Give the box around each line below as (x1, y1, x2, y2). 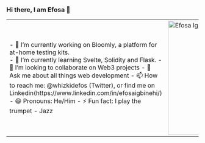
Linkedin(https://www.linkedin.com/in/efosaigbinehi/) (9, 89, 163, 97)
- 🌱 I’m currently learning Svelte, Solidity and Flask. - (9, 56, 162, 65)
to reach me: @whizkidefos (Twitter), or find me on (9, 82, 156, 90)
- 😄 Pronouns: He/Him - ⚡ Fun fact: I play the (9, 97, 142, 105)
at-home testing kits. (9, 48, 70, 57)
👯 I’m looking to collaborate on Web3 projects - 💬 (9, 63, 151, 72)
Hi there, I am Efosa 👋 (6, 5, 71, 14)
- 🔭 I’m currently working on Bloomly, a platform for (9, 41, 157, 49)
